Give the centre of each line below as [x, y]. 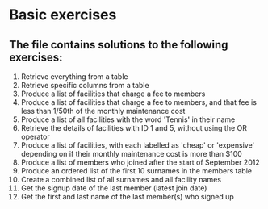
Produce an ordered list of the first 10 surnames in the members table [136, 171]
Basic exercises [63, 15]
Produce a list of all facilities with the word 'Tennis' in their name [128, 119]
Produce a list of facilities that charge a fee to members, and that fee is [139, 102]
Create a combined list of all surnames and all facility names [121, 180]
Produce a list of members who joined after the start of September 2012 [140, 162]
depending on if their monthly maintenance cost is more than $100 [132, 154]
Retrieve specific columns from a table [85, 85]
